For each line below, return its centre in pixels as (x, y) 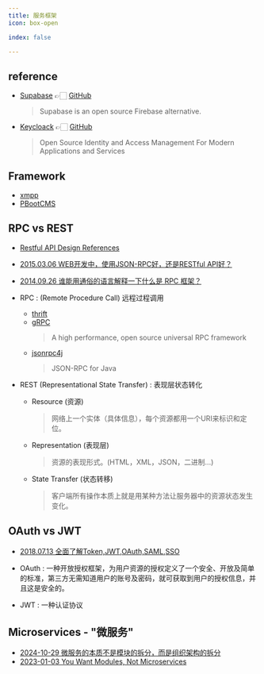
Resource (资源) (57, 401)
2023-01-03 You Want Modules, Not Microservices (103, 662)
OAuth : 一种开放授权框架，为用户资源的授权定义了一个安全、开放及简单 (137, 568)
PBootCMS (38, 204)
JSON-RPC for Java (84, 368)
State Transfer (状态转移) (72, 479)
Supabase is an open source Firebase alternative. (121, 111)
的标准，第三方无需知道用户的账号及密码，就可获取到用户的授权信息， (134, 578)
